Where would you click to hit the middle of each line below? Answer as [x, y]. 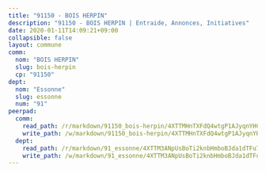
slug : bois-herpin [46, 67]
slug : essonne [38, 97]
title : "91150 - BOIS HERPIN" [58, 15]
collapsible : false [40, 38]
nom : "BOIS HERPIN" [47, 60]
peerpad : [23, 112]
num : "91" [31, 104]
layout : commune [35, 45]
